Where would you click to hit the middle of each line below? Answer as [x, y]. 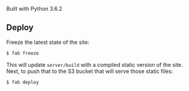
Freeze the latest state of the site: [48, 42]
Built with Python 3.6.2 [34, 9]
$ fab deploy [23, 82]
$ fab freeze [23, 53]
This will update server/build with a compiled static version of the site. [94, 64]
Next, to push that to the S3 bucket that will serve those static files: [90, 71]
